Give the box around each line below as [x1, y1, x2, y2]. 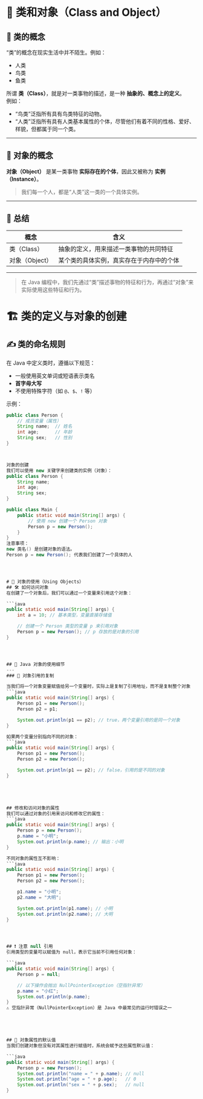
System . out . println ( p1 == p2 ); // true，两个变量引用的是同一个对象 [17, 717, 181, 723]
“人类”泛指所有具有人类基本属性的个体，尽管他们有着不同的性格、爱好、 [14, 118, 195, 125]
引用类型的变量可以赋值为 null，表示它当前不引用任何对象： [6, 949, 137, 955]
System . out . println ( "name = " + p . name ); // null [17, 1070, 145, 1077]
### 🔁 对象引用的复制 [6, 673, 54, 679]
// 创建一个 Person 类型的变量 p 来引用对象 [17, 623, 118, 630]
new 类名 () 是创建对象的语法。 [6, 546, 75, 553]
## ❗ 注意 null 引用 [6, 944, 53, 950]
